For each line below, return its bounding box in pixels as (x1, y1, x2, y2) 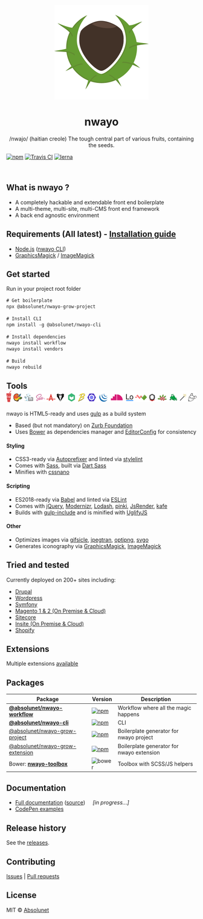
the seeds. (88, 141, 115, 148)
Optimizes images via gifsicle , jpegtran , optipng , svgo (14, 536, 149, 543)
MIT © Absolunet (6, 906, 50, 914)
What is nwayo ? (6, 182, 69, 193)
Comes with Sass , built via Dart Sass (14, 462, 107, 469)
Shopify (14, 626, 35, 634)
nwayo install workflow (6, 340, 66, 347)
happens (117, 711, 140, 718)
